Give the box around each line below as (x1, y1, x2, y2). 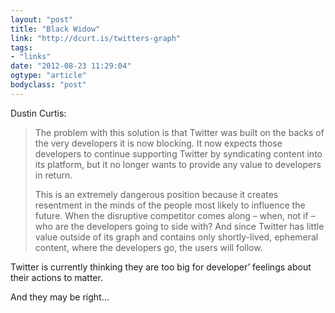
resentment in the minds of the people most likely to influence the (34, 199, 306, 211)
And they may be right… (10, 291, 110, 303)
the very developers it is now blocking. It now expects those (34, 137, 283, 149)
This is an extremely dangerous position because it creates (34, 188, 279, 200)
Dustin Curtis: (10, 107, 67, 119)
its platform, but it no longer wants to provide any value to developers (34, 158, 322, 170)
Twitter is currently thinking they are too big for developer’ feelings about (10, 261, 312, 273)
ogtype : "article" (10, 71, 87, 81)
